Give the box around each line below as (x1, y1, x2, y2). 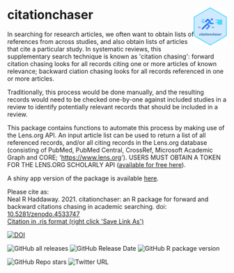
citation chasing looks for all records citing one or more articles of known (7, 59, 217, 68)
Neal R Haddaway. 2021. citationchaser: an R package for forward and (7, 195, 209, 203)
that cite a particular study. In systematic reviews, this (7, 45, 162, 53)
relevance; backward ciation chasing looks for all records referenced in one (7, 67, 224, 75)
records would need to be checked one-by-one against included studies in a (7, 95, 227, 104)
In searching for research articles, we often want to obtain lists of (7, 30, 194, 38)
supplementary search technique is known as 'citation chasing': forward (7, 52, 214, 61)
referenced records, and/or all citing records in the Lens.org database (7, 138, 208, 146)
